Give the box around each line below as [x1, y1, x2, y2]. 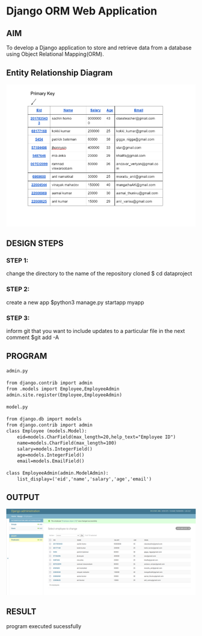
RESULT [6, 607, 37, 617]
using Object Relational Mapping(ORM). [6, 50, 104, 58]
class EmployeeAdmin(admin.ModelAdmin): [6, 470, 109, 476]
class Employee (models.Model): [6, 428, 87, 434]
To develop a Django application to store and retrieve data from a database [6, 44, 192, 51]
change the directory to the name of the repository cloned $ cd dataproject [6, 270, 192, 277]
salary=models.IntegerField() [17, 446, 93, 452]
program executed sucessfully [6, 622, 82, 629]
